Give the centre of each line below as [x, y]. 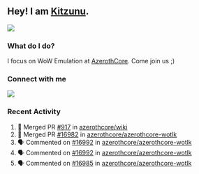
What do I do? [31, 46]
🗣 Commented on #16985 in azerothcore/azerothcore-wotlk [104, 163]
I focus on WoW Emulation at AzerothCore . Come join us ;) [91, 61]
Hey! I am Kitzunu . [48, 11]
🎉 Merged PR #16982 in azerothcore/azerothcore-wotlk [97, 134]
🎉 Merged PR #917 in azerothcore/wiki [72, 127]
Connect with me [37, 79]
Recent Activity [34, 112]
